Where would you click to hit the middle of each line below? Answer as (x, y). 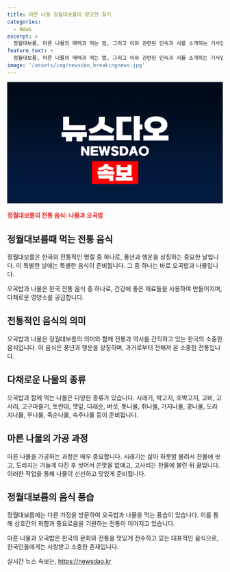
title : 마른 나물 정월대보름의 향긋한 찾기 (59, 14)
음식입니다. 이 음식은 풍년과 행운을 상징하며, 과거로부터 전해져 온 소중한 (102, 347)
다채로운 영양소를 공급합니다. (46, 297)
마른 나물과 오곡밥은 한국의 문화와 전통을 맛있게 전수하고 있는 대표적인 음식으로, (113, 538)
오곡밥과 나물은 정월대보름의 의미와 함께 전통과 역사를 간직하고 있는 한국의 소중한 (115, 339)
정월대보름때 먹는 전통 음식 (60, 239)
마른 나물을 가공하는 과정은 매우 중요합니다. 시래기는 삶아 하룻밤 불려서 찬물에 (110, 456)
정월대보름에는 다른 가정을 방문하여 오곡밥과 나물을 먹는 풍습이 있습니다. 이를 (110, 515)
